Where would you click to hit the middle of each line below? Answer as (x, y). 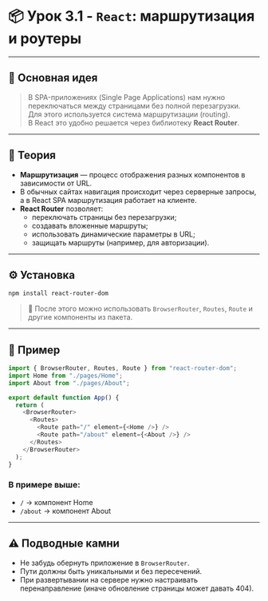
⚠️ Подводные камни (64, 544)
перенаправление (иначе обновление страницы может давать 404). (137, 588)
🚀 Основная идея (53, 78)
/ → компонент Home (56, 502)
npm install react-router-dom (59, 293)
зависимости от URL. (56, 183)
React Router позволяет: (61, 209)
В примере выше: (45, 485)
